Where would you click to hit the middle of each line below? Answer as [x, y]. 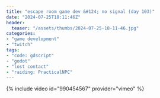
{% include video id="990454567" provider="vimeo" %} [75, 89]
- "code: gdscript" [30, 55]
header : [16, 22]
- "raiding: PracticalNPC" [39, 72]
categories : [21, 34]
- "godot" [18, 61]
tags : [13, 50]
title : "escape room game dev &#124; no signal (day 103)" [81, 12]
